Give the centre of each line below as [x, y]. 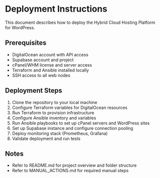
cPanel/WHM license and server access [52, 65]
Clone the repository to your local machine [55, 102]
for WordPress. [20, 27]
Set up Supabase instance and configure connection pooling [72, 128]
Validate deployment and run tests [46, 138]
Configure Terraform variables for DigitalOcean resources [70, 107]
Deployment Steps [33, 91]
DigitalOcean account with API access [50, 54]
